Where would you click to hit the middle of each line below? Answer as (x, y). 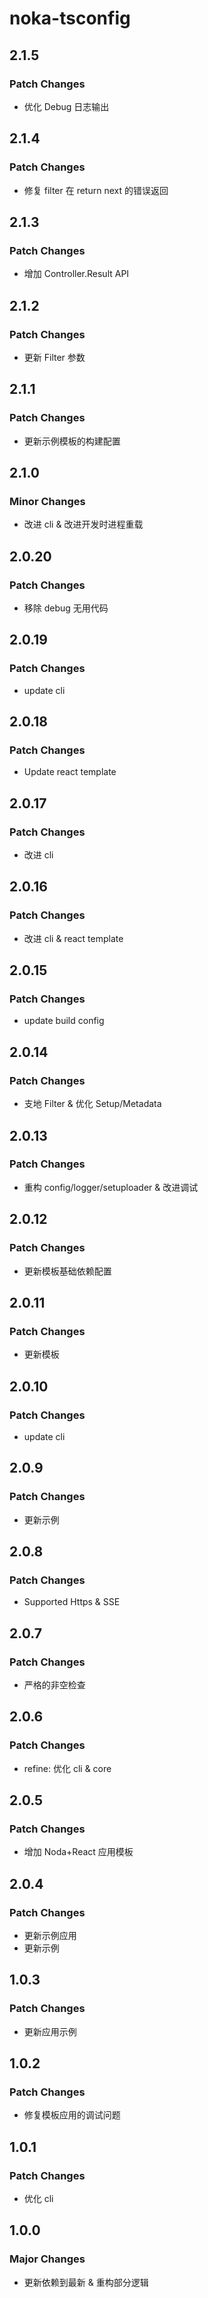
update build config (64, 1021)
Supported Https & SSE (72, 1602)
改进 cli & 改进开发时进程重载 (83, 524)
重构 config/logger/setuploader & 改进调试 (111, 1187)
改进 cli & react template (73, 938)
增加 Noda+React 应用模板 (78, 1852)
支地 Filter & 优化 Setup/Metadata (92, 1104)
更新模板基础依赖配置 (67, 1271)
